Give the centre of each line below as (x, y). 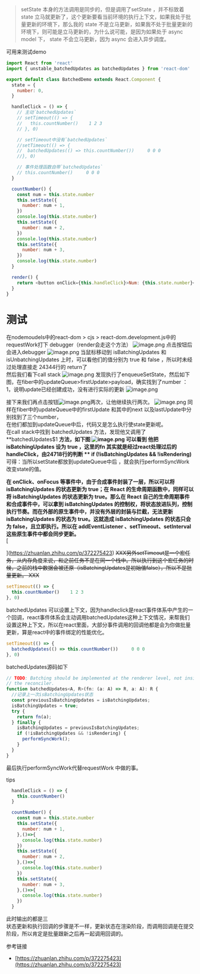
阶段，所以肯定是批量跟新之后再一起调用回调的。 (66, 934)
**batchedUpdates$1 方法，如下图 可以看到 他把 (82, 439)
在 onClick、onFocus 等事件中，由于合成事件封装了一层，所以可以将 (90, 482)
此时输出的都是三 (27, 919)
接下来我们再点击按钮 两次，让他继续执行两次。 (79, 402)
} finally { (26, 722)
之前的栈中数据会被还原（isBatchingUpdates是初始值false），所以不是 (101, 568)
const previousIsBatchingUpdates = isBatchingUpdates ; (81, 700)
